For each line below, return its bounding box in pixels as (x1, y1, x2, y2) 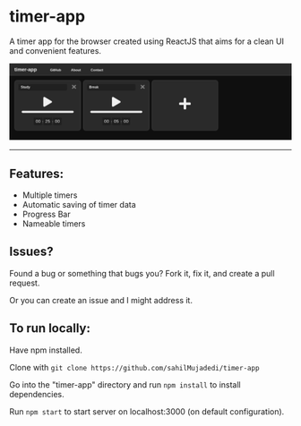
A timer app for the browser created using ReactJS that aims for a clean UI (9, 36, 285, 47)
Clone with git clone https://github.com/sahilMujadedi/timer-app (9, 362, 260, 372)
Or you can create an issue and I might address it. (9, 294, 193, 305)
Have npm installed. (9, 345, 82, 355)
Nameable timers (21, 218, 86, 229)
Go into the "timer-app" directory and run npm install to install (9, 379, 242, 390)
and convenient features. (9, 45, 101, 55)
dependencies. (9, 388, 64, 399)
